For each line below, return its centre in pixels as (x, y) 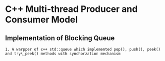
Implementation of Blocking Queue (60, 38)
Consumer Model (41, 20)
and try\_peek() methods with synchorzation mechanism (63, 54)
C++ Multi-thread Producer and (71, 9)
